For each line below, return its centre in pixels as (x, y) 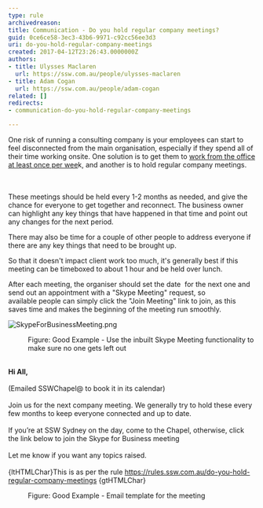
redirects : (26, 103)
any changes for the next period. (61, 222)
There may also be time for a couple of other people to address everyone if (130, 237)
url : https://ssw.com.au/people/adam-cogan (87, 88)
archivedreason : (35, 23)
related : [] (27, 96)
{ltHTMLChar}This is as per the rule (66, 472)
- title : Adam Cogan (42, 81)
